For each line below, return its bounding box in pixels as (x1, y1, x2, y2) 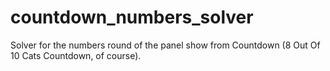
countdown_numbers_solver (10, 6, 254, 29)
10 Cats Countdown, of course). (10, 49, 142, 61)
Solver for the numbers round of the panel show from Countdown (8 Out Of (10, 39, 321, 51)
